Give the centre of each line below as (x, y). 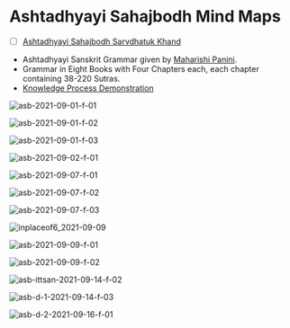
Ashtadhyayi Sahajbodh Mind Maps (145, 17)
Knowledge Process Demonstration (88, 88)
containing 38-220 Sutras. (71, 79)
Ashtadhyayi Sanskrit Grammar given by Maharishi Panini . (130, 59)
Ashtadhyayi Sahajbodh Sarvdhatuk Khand (102, 41)
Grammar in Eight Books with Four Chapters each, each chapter (140, 69)
